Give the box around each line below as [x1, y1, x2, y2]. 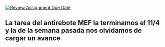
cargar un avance [5, 34, 61, 43]
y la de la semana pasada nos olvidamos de [5, 26, 142, 35]
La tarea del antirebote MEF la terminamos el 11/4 [5, 19, 160, 27]
